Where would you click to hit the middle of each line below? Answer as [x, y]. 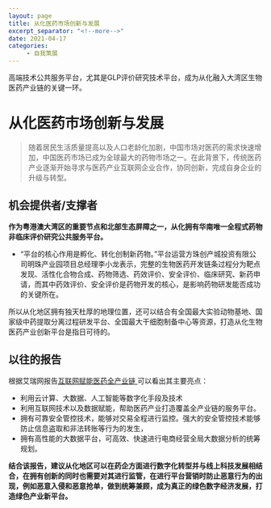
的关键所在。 [41, 294]
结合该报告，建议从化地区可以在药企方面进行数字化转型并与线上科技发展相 [132, 465]
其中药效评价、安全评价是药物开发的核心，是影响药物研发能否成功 [151, 284]
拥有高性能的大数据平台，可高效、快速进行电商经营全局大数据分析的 [133, 438]
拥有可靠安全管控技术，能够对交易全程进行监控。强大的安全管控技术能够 [140, 418]
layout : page [30, 16]
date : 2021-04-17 [38, 38]
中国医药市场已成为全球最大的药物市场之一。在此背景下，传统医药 [152, 157]
